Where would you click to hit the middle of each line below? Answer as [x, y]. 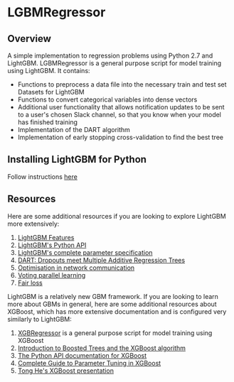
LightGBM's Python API [52, 245]
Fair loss [30, 283]
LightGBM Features [46, 237]
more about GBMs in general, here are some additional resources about [112, 304]
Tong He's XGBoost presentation [65, 371]
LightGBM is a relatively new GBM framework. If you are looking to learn [113, 296]
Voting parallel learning [52, 275]
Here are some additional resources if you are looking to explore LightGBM [117, 216]
